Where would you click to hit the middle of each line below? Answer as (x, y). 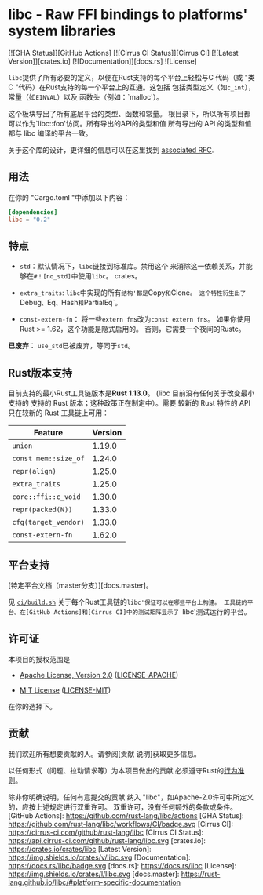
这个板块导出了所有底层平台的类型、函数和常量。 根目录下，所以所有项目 (126, 113)
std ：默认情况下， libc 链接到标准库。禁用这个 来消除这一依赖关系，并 (132, 266)
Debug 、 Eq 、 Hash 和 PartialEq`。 (71, 303)
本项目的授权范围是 (39, 659)
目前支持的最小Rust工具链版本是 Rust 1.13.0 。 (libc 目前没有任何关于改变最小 (131, 393)
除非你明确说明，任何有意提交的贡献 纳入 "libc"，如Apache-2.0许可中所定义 (131, 797)
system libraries (62, 31)
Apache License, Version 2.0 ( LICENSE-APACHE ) (99, 675)
